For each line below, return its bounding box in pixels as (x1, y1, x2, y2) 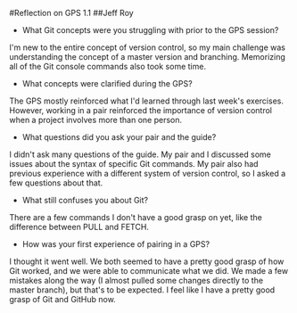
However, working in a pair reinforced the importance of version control (9, 105, 272, 115)
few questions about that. (9, 177, 103, 188)
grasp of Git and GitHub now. (9, 294, 116, 304)
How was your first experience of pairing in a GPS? (21, 239, 210, 249)
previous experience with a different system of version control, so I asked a (9, 169, 286, 178)
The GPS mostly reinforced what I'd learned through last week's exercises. (9, 95, 284, 106)
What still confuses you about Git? (21, 195, 149, 205)
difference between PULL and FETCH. (9, 222, 150, 232)
